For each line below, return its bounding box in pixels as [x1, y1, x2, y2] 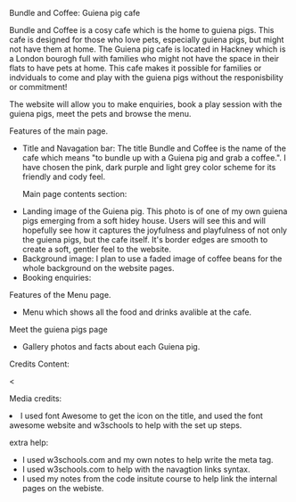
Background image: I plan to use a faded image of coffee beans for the [21, 253, 283, 264]
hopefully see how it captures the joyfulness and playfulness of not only [21, 225, 288, 235]
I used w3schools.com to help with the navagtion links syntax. [21, 464, 251, 474]
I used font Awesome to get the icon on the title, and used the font [21, 410, 263, 421]
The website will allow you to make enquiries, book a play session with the [9, 99, 283, 110]
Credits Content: [9, 358, 70, 369]
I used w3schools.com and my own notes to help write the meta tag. [21, 455, 274, 465]
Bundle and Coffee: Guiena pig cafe [9, 8, 141, 18]
